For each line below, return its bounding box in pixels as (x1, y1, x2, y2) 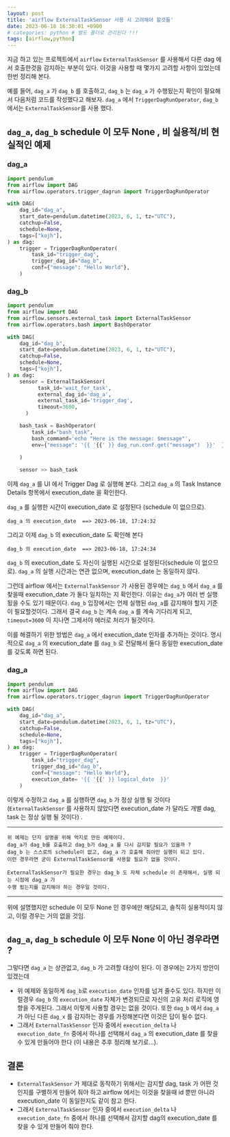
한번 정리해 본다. (7, 73, 51, 81)
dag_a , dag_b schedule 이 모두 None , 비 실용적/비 (7, 126, 209, 138)
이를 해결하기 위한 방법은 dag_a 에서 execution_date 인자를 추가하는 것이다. (7, 631, 209, 639)
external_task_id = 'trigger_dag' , (37, 397, 133, 404)
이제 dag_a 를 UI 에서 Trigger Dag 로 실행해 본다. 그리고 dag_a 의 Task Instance (7, 480, 221, 488)
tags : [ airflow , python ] (7, 36, 75, 42)
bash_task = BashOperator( (19, 423, 97, 429)
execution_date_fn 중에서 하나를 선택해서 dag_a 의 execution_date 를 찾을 (16, 1029, 218, 1038)
